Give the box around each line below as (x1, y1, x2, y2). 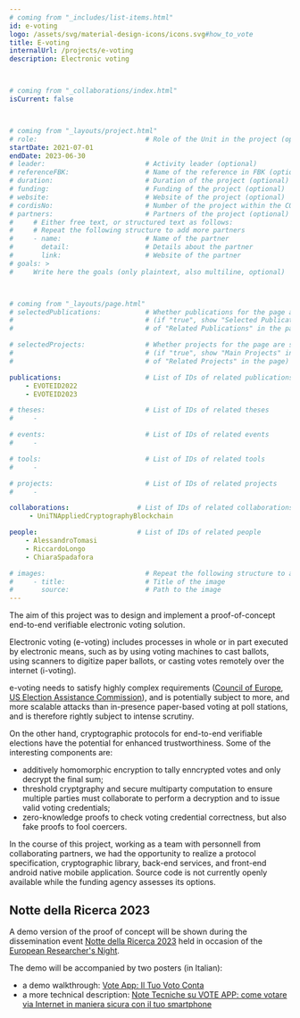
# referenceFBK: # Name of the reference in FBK (9, 168, 266, 177)
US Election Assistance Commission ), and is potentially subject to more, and (9, 692, 290, 703)
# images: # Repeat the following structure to (9, 569, 286, 578)
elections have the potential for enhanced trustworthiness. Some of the (9, 738, 271, 748)
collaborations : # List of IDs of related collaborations (9, 504, 294, 513)
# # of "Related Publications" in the (9, 324, 281, 333)
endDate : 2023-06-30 (9, 151, 87, 161)
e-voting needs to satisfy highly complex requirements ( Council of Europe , (9, 682, 284, 693)
